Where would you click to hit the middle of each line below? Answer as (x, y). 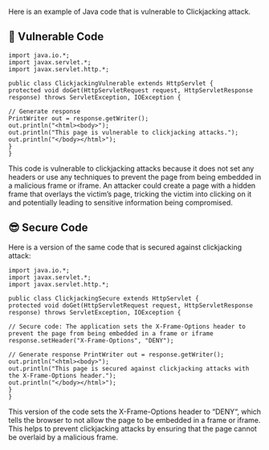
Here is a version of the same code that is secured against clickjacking (125, 247)
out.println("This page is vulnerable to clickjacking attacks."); (124, 132)
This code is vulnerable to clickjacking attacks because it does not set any (131, 168)
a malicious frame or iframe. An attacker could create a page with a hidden (132, 185)
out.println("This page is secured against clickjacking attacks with (129, 368)
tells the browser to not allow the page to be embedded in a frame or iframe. (134, 420)
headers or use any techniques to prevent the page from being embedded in (135, 176)
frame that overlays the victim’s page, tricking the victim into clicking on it (130, 194)
